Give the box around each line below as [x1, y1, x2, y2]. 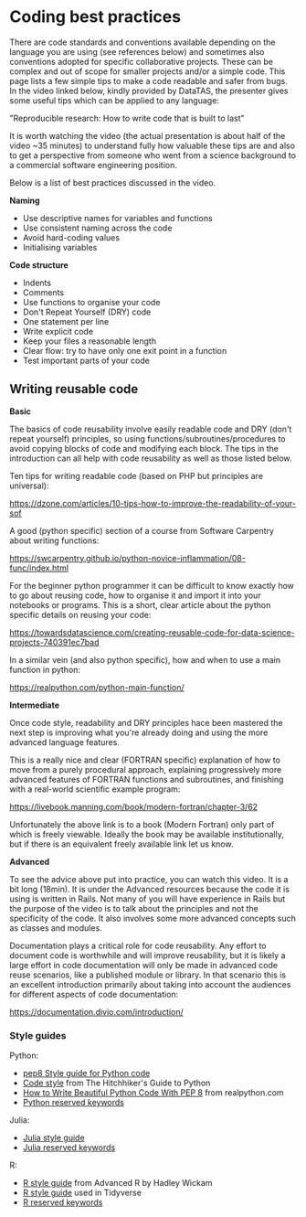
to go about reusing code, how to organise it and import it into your [9, 590, 262, 601]
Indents [22, 277, 52, 288]
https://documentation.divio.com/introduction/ [9, 1006, 185, 1017]
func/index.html [9, 562, 69, 573]
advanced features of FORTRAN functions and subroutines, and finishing [9, 774, 284, 785]
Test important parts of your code [22, 355, 151, 366]
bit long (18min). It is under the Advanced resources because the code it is [9, 883, 290, 894]
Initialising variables [22, 241, 98, 252]
